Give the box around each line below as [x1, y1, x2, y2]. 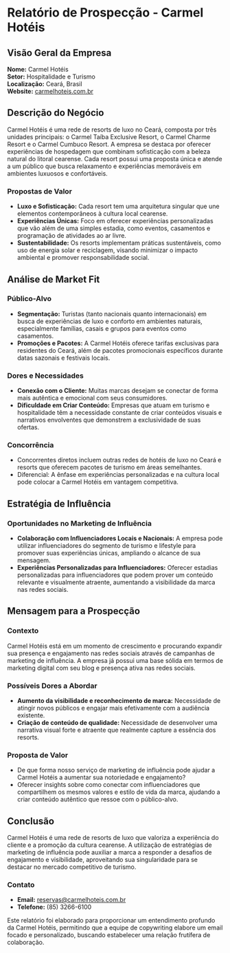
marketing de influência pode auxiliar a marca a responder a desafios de [7, 848, 212, 857]
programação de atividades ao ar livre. [16, 232, 127, 240]
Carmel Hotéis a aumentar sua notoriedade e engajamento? [16, 773, 186, 781]
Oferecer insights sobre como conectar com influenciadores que [16, 781, 200, 789]
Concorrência [7, 440, 54, 450]
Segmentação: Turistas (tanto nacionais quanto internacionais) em [16, 309, 207, 318]
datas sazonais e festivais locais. [16, 353, 111, 362]
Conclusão [7, 815, 55, 827]
